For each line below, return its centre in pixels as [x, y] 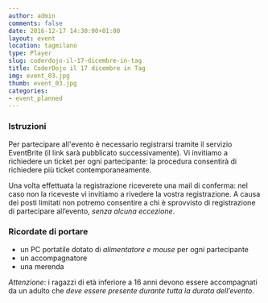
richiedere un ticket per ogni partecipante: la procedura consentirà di [123, 161]
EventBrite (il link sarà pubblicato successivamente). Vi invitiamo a [118, 152]
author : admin [32, 16]
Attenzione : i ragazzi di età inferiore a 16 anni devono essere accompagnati [133, 282]
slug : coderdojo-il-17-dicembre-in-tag [75, 61]
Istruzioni [27, 127]
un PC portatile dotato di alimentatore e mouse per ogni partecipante [134, 249]
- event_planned [35, 98]
